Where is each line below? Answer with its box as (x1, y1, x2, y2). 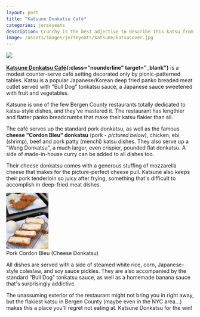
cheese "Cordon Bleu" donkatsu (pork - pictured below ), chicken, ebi (6, 132, 180, 139)
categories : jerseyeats (6, 22, 66, 28)
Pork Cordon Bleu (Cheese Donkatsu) (6, 250, 99, 257)
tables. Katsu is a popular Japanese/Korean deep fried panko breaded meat (6, 77, 193, 84)
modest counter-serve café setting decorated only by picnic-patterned (6, 70, 181, 77)
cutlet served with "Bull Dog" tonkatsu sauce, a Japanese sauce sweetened (6, 83, 193, 91)
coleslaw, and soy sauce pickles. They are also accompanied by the (19, 268, 187, 275)
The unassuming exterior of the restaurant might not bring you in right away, (6, 292, 194, 299)
